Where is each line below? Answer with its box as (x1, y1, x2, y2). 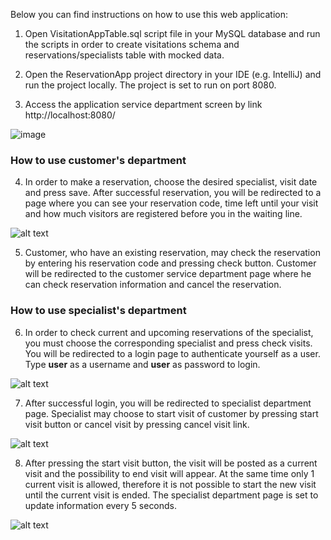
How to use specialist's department (10, 304, 187, 318)
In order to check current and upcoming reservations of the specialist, (24, 326, 314, 338)
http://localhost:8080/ (24, 109, 116, 121)
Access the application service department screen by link (24, 99, 263, 110)
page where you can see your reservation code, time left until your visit (24, 197, 319, 209)
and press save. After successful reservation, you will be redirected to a (24, 187, 322, 199)
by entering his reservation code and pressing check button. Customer (24, 257, 317, 269)
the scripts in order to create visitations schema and (24, 39, 240, 50)
